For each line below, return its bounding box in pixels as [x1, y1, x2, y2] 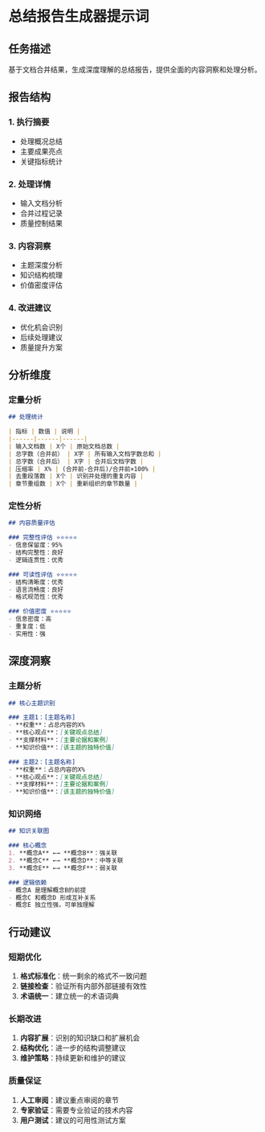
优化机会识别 [19, 322, 63, 332]
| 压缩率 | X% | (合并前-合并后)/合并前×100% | [8, 465, 157, 473]
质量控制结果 [19, 218, 63, 228]
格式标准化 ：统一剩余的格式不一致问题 [19, 970, 147, 981]
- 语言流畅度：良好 [8, 585, 64, 593]
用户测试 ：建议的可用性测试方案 [19, 1115, 126, 1125]
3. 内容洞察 [8, 240, 51, 252]
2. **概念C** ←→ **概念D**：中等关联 [8, 857, 124, 865]
